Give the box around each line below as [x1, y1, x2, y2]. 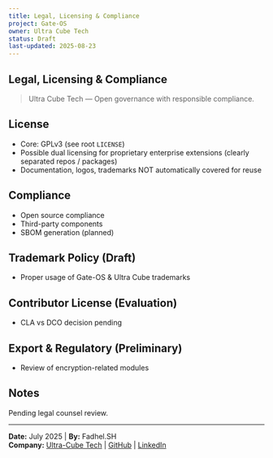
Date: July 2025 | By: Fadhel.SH [8, 431, 117, 441]
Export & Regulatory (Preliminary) [8, 341, 183, 355]
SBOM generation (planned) [19, 227, 115, 237]
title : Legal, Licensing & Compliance [8, 11, 140, 20]
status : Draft [8, 34, 57, 43]
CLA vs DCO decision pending [19, 318, 123, 328]
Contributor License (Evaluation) [8, 296, 177, 310]
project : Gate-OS [8, 20, 67, 28]
